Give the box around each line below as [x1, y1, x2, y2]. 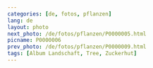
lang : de [7, 17, 33, 24]
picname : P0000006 [7, 37, 61, 44]
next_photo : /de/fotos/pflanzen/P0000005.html [7, 30, 147, 38]
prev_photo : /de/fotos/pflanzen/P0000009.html [7, 43, 147, 50]
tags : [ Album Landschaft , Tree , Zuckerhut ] [7, 50, 137, 57]
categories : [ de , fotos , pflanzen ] [7, 10, 112, 18]
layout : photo [7, 23, 49, 30]
